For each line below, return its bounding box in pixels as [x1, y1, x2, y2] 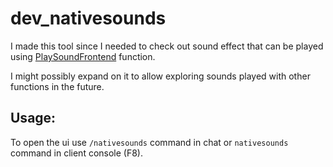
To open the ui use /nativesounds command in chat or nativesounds [10, 136, 289, 148]
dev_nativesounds [10, 7, 167, 30]
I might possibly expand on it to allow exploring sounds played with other [10, 70, 311, 82]
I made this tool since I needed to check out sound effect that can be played [10, 40, 324, 52]
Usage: [10, 110, 57, 127]
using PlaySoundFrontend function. [10, 50, 156, 62]
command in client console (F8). [10, 147, 144, 159]
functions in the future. [10, 80, 105, 92]
